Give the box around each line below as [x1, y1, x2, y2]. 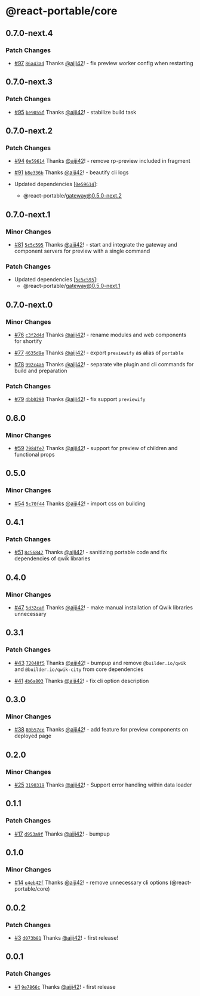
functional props [14, 451, 55, 458]
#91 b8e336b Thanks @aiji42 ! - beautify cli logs [14, 169, 129, 176]
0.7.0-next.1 [5, 209, 51, 220]
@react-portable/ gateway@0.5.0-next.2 [23, 192, 122, 199]
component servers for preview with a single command [14, 247, 150, 254]
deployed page [14, 732, 52, 740]
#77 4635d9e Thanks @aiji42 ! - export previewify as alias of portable [14, 349, 184, 356]
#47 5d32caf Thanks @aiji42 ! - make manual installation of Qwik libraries [14, 603, 193, 611]
